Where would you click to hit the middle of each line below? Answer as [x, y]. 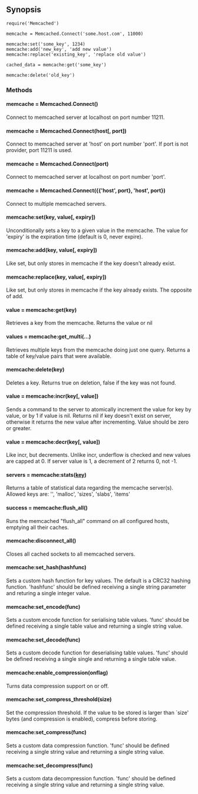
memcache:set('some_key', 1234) [46, 44]
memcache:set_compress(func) [46, 732]
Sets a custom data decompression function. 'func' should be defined [91, 779]
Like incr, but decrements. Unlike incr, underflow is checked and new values [98, 455]
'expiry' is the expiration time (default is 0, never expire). [75, 237]
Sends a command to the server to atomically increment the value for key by [99, 409]
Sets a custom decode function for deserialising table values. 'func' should [97, 653]
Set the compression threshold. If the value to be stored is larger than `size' [98, 712]
